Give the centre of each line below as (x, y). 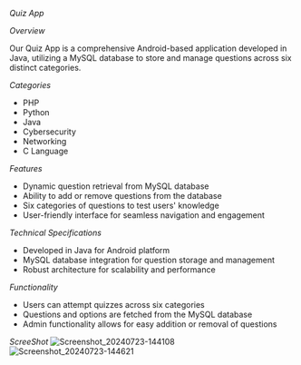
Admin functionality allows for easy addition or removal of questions (150, 324)
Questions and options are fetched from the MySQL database (137, 314)
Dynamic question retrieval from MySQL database (116, 186)
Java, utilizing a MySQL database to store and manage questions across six (150, 58)
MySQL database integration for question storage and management (148, 260)
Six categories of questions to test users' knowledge (121, 205)
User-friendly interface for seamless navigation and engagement (144, 215)
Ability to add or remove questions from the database (122, 196)
